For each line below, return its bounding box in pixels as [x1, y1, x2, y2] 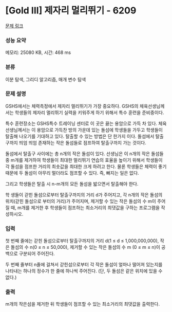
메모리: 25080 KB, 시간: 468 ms [5, 49, 71, 56]
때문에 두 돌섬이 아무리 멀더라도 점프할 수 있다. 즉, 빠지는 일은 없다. [5, 170, 140, 176]
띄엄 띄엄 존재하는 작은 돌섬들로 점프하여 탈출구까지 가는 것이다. [18, 139, 146, 145]
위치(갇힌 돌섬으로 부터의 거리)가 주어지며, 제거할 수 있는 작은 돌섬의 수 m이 [5, 198, 157, 204]
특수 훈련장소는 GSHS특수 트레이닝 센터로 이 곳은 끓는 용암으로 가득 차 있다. [5, 120, 158, 126]
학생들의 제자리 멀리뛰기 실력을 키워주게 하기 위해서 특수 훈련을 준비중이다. [14, 109, 164, 116]
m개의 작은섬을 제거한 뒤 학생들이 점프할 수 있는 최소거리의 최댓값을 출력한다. [5, 301, 160, 307]
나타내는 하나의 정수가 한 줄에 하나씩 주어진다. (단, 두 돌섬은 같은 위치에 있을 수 [5, 268, 163, 274]
